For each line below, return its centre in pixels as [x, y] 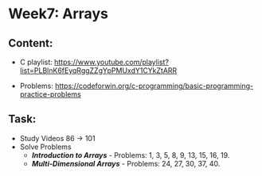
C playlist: [36, 62]
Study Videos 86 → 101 [57, 138]
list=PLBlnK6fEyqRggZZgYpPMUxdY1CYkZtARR [98, 71]
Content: [31, 43]
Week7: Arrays [59, 14]
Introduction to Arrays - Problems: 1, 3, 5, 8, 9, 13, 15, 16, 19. [131, 155]
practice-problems [50, 94]
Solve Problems [45, 147]
